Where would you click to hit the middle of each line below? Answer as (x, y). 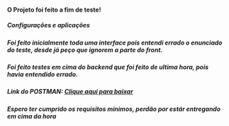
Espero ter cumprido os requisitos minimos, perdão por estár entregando (114, 109)
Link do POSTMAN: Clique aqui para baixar (70, 92)
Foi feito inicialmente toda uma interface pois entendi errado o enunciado (115, 42)
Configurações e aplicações (49, 25)
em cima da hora (32, 116)
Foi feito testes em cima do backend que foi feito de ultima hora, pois (108, 67)
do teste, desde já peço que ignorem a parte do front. (85, 50)
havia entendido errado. (43, 74)
